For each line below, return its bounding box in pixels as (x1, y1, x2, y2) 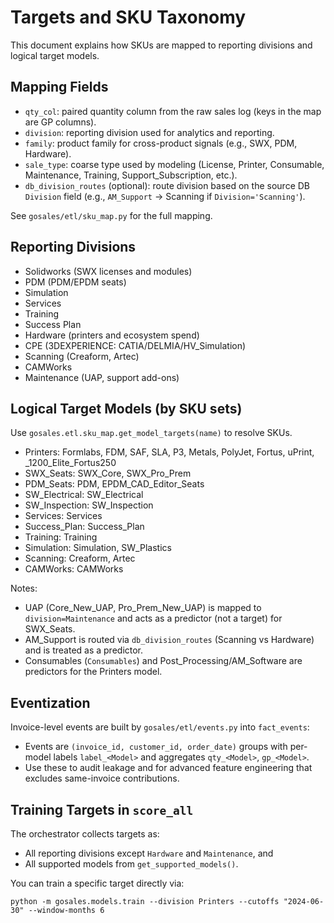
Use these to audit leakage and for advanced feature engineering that (24, 762, 313, 774)
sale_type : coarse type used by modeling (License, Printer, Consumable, (24, 158, 325, 170)
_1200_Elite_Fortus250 (24, 457, 117, 469)
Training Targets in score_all (10, 801, 194, 818)
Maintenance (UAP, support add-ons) (24, 371, 180, 383)
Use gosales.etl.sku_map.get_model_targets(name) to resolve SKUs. (10, 427, 293, 439)
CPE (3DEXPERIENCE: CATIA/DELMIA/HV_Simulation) (24, 339, 247, 351)
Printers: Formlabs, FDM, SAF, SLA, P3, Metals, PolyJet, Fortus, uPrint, (24, 446, 315, 458)
